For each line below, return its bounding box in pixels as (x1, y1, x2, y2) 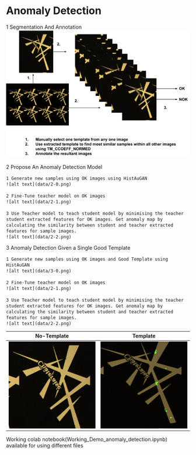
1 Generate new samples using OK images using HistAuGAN (6, 175, 148, 181)
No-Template (35, 332, 69, 340)
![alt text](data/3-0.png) (6, 268, 72, 274)
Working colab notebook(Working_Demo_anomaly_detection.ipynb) (6, 436, 168, 443)
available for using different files (6, 442, 83, 449)
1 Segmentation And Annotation (6, 23, 82, 30)
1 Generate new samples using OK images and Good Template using (6, 256, 168, 262)
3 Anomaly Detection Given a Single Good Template (6, 244, 131, 251)
